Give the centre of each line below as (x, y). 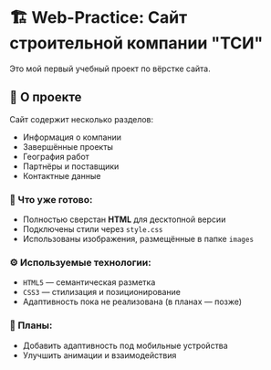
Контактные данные (62, 175)
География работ (56, 156)
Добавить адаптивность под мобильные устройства (125, 345)
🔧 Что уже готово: (51, 199)
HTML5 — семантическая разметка (89, 282)
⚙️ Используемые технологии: (81, 262)
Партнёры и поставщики (71, 166)
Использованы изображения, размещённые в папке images (138, 239)
